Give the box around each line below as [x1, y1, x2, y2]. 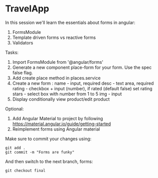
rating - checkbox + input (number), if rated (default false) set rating [12, 85, 153, 91]
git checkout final [5, 168, 46, 173]
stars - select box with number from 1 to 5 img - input [12, 91, 122, 97]
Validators [12, 39, 33, 45]
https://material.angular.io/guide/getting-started [12, 121, 111, 127]
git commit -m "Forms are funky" [5, 150, 75, 155]
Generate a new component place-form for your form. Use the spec [12, 64, 152, 70]
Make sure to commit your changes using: [5, 136, 92, 142]
